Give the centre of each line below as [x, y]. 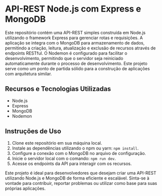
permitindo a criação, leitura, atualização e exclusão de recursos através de [81, 48]
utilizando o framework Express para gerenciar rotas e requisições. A [74, 38]
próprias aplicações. [25, 188]
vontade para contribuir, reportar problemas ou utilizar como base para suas [81, 183]
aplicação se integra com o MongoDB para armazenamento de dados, [75, 43]
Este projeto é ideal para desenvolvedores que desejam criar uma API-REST [81, 173]
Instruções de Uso [33, 131]
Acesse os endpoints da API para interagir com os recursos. [72, 164]
